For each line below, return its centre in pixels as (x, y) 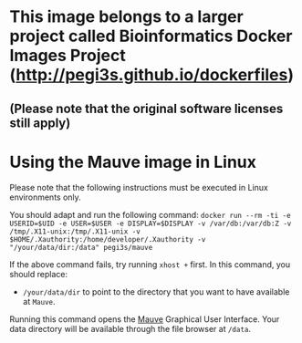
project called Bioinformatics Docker (151, 36)
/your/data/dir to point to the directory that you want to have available (156, 291)
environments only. (46, 197)
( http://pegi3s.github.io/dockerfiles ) (152, 75)
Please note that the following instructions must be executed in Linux (139, 187)
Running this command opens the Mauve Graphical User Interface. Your (145, 319)
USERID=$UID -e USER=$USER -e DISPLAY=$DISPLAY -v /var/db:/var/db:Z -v (151, 223)
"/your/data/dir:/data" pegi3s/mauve (81, 247)
